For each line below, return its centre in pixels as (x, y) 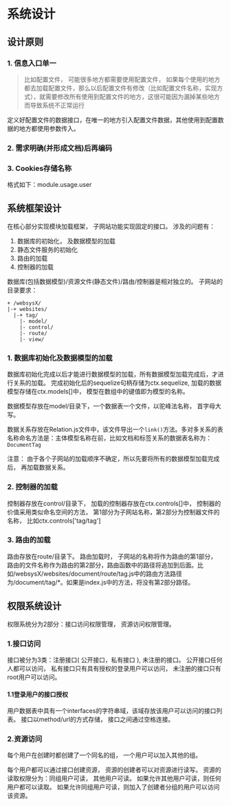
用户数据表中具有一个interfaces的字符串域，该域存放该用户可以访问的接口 (112, 711)
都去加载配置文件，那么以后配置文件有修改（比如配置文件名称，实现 (120, 88)
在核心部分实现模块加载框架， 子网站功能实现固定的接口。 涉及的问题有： (111, 226)
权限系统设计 (34, 606)
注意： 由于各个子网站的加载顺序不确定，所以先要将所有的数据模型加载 (107, 459)
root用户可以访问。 (34, 677)
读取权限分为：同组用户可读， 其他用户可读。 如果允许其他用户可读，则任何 (114, 778)
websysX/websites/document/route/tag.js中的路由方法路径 (99, 574)
